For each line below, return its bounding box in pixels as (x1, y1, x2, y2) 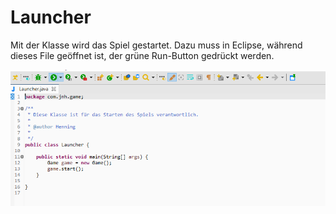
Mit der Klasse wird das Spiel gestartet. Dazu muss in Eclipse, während (10, 39, 303, 51)
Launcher (10, 6, 92, 29)
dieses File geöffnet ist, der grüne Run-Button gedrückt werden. (10, 49, 275, 61)
